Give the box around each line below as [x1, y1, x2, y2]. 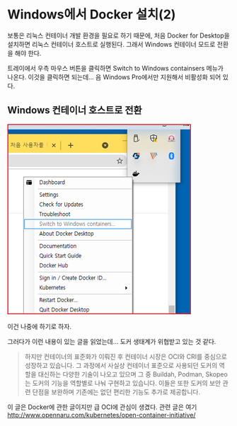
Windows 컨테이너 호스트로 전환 [7, 104, 143, 117]
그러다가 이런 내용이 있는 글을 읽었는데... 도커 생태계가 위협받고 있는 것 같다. [7, 337, 216, 345]
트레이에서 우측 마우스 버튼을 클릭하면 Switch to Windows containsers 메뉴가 [7, 64, 224, 72]
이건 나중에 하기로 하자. [7, 322, 72, 330]
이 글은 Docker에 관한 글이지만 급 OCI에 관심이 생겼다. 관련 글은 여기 [7, 403, 197, 411]
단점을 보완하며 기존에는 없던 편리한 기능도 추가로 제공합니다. [32, 387, 200, 396]
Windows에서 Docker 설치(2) [7, 6, 176, 23]
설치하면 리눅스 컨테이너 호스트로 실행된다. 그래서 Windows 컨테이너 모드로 [7, 40, 216, 48]
